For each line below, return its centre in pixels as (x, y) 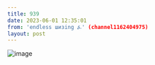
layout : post (27, 34)
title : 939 (23, 14)
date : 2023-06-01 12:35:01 (47, 20)
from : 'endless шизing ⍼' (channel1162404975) (78, 27)
